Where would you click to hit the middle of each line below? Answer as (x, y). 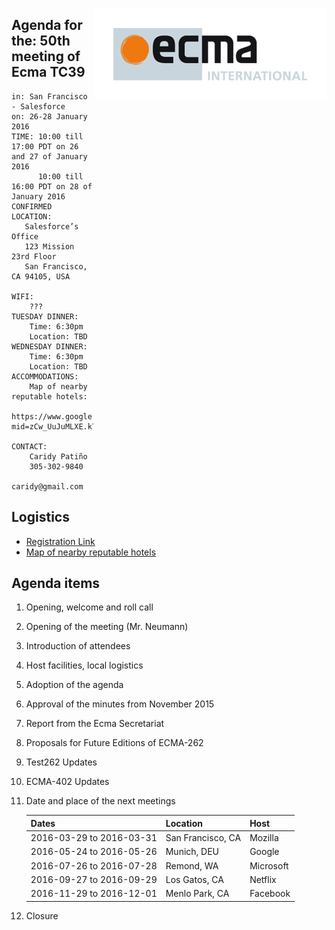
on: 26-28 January (49, 116)
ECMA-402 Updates (67, 782)
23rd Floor (34, 256)
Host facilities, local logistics (84, 665)
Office (25, 236)
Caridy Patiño (58, 456)
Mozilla (264, 838)
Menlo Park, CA (197, 894)
